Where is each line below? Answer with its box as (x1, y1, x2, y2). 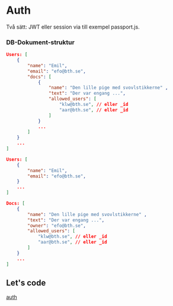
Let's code (6, 278, 46, 288)
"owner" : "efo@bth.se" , (27, 223, 86, 229)
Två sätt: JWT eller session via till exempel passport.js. (6, 23, 140, 30)
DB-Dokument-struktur (6, 38, 75, 46)
